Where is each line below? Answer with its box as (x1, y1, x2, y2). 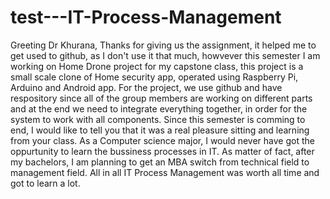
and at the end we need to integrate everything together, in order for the (10, 102, 308, 115)
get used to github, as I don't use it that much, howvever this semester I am (10, 49, 321, 61)
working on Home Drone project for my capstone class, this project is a (10, 60, 304, 72)
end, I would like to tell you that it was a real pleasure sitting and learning (10, 124, 310, 136)
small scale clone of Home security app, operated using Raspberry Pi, (10, 71, 299, 83)
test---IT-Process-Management (10, 6, 282, 29)
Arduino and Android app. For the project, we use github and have (10, 81, 283, 93)
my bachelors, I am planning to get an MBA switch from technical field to (10, 156, 310, 168)
